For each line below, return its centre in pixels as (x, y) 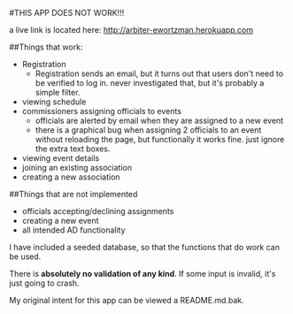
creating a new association (71, 177)
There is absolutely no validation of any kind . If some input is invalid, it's (143, 274)
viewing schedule (54, 102)
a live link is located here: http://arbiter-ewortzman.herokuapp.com (131, 30)
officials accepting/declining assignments (98, 211)
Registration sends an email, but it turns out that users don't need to (159, 73)
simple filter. (58, 92)
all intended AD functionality (73, 230)
